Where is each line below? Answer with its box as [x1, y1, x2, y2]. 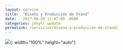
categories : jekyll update [5, 21, 61, 26]
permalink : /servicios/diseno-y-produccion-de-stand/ [5, 25, 119, 30]
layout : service [5, 7, 39, 12]
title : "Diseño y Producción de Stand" [5, 12, 90, 17]
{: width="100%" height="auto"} [10, 40, 76, 46]
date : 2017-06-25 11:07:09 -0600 [5, 16, 79, 21]
